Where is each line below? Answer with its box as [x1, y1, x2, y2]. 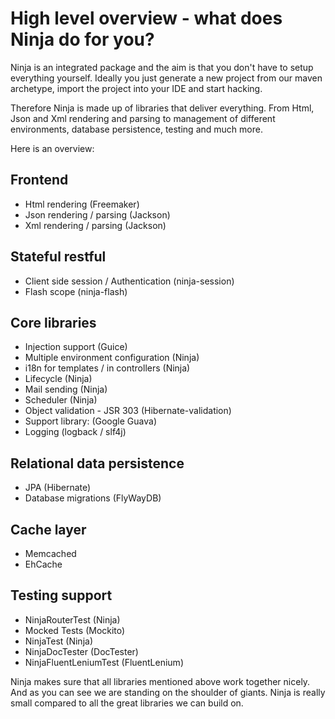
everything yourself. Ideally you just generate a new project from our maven [10, 72, 323, 84]
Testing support [10, 587, 113, 604]
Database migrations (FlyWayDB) [24, 492, 162, 504]
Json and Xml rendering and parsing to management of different [10, 112, 276, 124]
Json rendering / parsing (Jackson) [24, 208, 171, 221]
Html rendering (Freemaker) [24, 198, 140, 210]
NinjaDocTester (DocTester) [24, 645, 139, 657]
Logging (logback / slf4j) [24, 426, 127, 438]
